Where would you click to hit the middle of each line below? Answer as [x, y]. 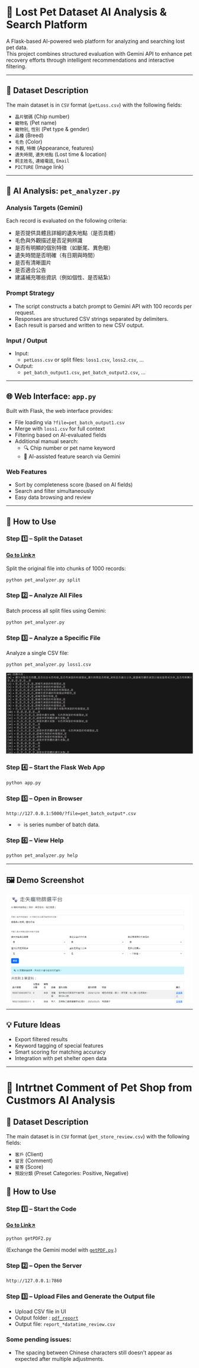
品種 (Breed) [29, 135]
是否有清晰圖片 [33, 263]
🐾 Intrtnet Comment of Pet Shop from [99, 1087]
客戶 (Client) [29, 1154]
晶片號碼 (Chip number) [42, 116]
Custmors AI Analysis [61, 1100]
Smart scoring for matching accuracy [60, 1052]
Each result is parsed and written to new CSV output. [79, 325]
